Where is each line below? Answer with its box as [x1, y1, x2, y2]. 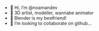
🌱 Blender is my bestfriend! [10, 15, 67, 21]
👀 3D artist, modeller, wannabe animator [10, 10, 94, 16]
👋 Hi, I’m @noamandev [10, 5, 58, 10]
